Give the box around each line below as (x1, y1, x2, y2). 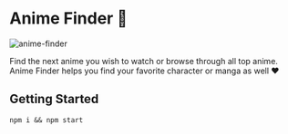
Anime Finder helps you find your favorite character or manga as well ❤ (9, 65, 280, 76)
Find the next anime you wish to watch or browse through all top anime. (9, 55, 278, 66)
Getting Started (9, 91, 99, 107)
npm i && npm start (9, 115, 84, 125)
